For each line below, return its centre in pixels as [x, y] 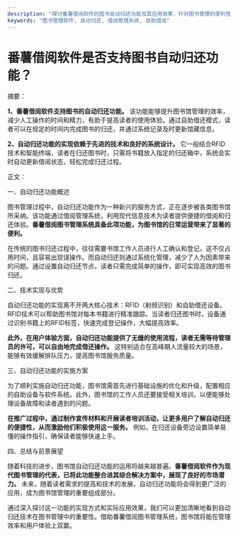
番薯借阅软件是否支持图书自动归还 [107, 58]
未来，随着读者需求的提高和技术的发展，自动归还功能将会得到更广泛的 [124, 484]
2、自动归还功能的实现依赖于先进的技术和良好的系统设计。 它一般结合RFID [116, 144]
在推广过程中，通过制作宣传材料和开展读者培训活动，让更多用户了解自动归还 [119, 418]
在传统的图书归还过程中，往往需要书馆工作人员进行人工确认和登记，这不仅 [116, 249]
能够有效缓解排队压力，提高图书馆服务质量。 [73, 355]
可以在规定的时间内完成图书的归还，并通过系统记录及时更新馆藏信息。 [115, 129]
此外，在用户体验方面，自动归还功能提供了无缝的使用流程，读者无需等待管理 [119, 338]
